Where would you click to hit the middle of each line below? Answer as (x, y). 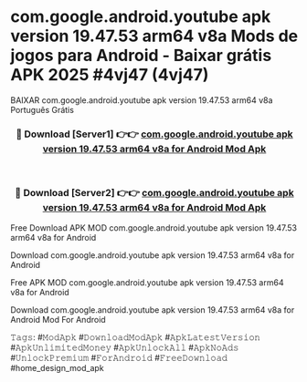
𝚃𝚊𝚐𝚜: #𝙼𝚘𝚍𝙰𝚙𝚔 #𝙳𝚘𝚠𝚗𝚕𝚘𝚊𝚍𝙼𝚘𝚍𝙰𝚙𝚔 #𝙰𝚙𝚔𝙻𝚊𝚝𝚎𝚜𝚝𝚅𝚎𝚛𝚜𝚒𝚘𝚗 (136, 337)
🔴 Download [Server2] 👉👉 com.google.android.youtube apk (154, 193)
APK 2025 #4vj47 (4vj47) (110, 75)
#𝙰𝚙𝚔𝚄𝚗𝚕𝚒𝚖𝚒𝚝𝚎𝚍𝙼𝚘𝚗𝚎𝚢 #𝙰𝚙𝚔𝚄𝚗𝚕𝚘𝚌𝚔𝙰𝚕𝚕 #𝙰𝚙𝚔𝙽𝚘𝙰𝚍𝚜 (125, 347)
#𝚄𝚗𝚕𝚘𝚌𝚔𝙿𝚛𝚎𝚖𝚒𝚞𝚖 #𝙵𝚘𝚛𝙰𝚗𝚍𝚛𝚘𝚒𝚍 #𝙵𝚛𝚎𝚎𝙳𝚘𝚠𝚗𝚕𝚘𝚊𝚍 (119, 357)
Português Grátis (42, 109)
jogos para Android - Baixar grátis (141, 56)
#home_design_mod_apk (57, 367)
